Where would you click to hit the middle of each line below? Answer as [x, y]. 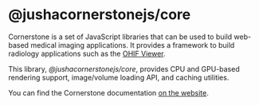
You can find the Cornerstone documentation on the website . [108, 92]
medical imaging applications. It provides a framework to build [133, 45]
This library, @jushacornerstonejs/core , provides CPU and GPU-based [124, 68]
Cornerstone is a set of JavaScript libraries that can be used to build [120, 37]
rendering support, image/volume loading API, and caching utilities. [119, 77]
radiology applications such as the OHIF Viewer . [87, 53]
